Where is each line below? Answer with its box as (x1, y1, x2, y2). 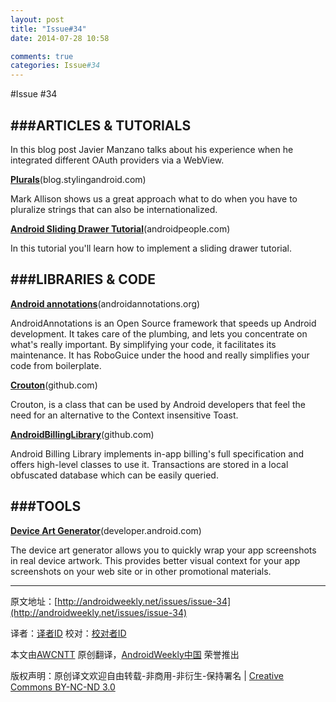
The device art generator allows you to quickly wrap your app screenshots (10, 544, 317, 556)
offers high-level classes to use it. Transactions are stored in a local (10, 458, 289, 470)
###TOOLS (10, 498, 82, 515)
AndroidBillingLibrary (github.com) (10, 428, 155, 440)
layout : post (10, 14, 65, 25)
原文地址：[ (10, 595, 58, 607)
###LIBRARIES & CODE (10, 271, 156, 288)
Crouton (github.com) (10, 379, 98, 391)
